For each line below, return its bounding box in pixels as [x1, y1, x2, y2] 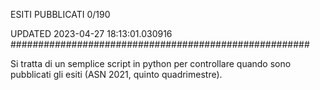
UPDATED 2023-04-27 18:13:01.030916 [10, 28, 173, 39]
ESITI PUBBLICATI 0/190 [10, 9, 111, 20]
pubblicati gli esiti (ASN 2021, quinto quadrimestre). [10, 69, 223, 80]
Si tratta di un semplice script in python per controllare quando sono [10, 58, 292, 69]
